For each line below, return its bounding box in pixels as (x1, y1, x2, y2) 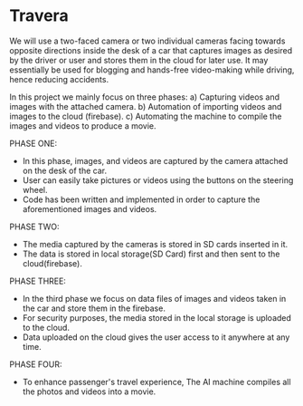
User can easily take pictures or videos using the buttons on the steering (22, 174, 294, 186)
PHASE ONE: (9, 138, 58, 149)
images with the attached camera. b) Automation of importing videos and (9, 101, 282, 111)
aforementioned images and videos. (22, 203, 157, 214)
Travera (9, 5, 70, 26)
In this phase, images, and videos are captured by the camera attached (22, 155, 289, 166)
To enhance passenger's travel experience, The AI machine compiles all (22, 376, 291, 387)
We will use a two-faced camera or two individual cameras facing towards (9, 35, 286, 46)
